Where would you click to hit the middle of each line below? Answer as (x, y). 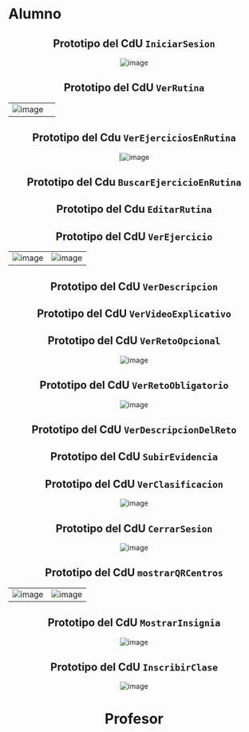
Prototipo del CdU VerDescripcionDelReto (134, 430)
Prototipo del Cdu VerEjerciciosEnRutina (134, 138)
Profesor (134, 719)
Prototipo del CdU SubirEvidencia (134, 457)
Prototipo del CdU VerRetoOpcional (134, 341)
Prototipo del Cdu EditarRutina (134, 209)
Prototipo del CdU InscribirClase (134, 668)
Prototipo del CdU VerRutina (134, 88)
